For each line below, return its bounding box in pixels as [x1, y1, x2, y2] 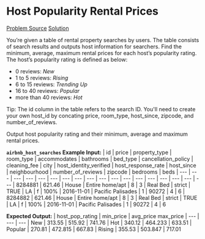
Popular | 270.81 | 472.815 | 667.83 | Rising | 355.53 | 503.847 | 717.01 [6, 225, 182, 233]
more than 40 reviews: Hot [15, 94, 83, 101]
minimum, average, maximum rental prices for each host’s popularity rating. [6, 49, 197, 56]
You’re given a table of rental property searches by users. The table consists [6, 36, 199, 43]
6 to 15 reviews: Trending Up [15, 81, 88, 88]
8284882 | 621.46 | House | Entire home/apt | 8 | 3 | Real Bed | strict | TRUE [6, 194, 198, 201]
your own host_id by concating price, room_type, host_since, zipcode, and [6, 112, 194, 119]
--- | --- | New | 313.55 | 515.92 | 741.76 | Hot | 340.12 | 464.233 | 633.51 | [6, 219, 192, 226]
